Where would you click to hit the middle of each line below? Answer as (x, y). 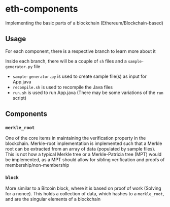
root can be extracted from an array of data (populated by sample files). (80, 149)
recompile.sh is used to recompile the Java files (63, 87)
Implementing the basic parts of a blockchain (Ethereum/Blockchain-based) (84, 23)
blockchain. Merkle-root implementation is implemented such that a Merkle (84, 143)
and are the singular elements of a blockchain (53, 199)
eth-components (42, 9)
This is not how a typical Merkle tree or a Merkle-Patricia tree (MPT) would (83, 154)
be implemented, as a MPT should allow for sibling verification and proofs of (85, 160)
